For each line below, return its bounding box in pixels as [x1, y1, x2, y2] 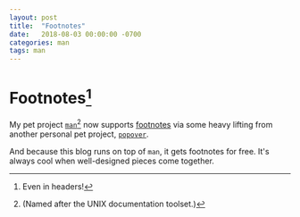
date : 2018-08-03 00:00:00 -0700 [9, 29, 142, 38]
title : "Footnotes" [9, 21, 87, 30]
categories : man [9, 38, 70, 47]
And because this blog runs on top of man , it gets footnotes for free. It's [9, 146, 270, 157]
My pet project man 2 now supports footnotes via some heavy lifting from [9, 118, 273, 130]
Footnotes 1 [9, 85, 92, 108]
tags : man [9, 46, 46, 55]
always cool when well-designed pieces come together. [9, 155, 214, 166]
